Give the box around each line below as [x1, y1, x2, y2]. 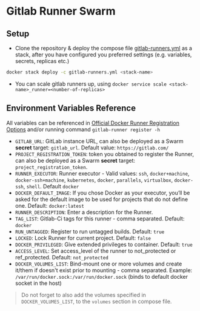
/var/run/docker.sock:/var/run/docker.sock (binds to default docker [15, 273, 188, 280]
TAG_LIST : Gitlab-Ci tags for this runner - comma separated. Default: [15, 214, 185, 222]
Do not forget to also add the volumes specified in [21, 291, 147, 298]
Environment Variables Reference [6, 103, 136, 114]
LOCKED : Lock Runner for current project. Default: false [15, 234, 152, 241]
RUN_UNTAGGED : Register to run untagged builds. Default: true [15, 228, 165, 235]
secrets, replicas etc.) [15, 58, 70, 64]
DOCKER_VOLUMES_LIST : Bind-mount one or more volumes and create [15, 260, 182, 267]
